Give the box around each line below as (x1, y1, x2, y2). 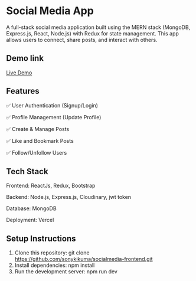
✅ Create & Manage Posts (6, 125, 70, 132)
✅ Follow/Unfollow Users (6, 149, 67, 156)
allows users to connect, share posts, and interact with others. (6, 36, 158, 43)
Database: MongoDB (6, 205, 57, 212)
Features (6, 86, 40, 96)
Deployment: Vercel (6, 217, 54, 224)
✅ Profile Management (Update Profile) (6, 113, 102, 120)
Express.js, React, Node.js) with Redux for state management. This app (6, 30, 179, 37)
